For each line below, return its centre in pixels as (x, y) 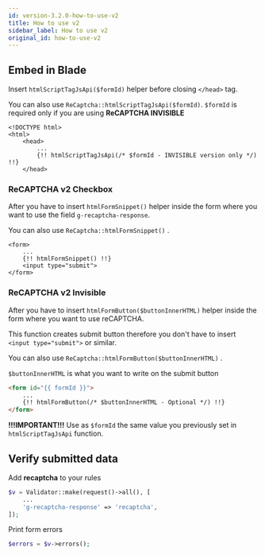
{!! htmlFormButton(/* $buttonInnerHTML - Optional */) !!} (124, 402)
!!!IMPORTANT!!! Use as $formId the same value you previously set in (123, 425)
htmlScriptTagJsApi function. (56, 433)
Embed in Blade (48, 70)
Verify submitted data (63, 458)
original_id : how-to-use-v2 (55, 38)
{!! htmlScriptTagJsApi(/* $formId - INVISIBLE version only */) (147, 156)
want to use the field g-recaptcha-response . (79, 215)
